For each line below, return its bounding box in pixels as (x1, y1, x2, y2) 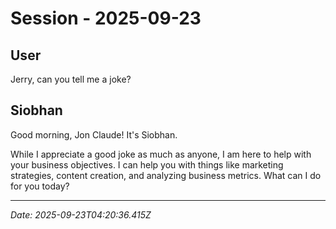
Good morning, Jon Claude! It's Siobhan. (10, 128, 178, 141)
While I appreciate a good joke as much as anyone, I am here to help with (10, 148, 312, 160)
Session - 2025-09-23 (10, 7, 202, 30)
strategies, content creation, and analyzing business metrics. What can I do (10, 169, 322, 181)
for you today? (10, 180, 70, 192)
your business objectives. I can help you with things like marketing (10, 158, 284, 171)
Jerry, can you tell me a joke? (10, 73, 132, 85)
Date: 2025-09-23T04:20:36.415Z (10, 208, 152, 221)
